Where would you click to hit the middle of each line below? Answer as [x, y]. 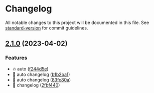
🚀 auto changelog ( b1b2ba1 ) [41, 74]
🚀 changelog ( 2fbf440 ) [36, 85]
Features [16, 58]
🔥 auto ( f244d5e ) [30, 68]
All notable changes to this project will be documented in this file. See [77, 22]
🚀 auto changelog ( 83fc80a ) [42, 79]
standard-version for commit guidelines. [47, 27]
